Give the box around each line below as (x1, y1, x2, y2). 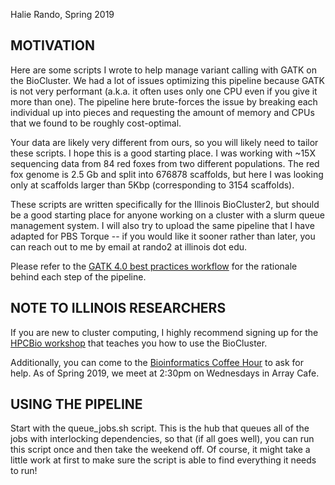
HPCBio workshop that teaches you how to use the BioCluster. (10, 337, 268, 349)
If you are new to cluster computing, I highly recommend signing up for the (10, 326, 319, 338)
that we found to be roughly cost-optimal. (10, 117, 182, 129)
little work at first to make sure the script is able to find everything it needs (10, 454, 317, 466)
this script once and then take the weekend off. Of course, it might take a (10, 444, 311, 456)
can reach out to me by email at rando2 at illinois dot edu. (10, 240, 248, 253)
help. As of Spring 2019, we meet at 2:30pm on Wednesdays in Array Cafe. (10, 367, 320, 379)
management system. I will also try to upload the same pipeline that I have (10, 219, 315, 231)
